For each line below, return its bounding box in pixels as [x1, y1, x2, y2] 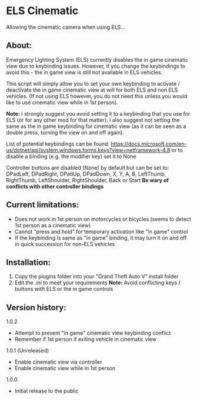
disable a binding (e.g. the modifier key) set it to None [6, 153, 136, 160]
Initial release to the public [14, 388, 79, 395]
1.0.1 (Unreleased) [6, 347, 49, 354]
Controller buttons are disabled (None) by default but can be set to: [6, 164, 169, 171]
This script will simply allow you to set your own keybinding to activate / [6, 80, 181, 87]
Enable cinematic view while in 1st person [14, 365, 116, 372]
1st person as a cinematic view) [14, 221, 91, 228]
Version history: [6, 302, 66, 312]
